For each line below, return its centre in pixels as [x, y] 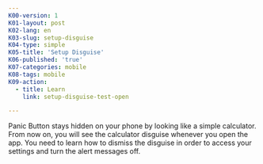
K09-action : [28, 82]
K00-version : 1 [33, 15]
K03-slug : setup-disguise [51, 38]
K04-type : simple [37, 45]
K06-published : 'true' [46, 60]
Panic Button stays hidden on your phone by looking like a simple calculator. [132, 126]
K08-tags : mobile [37, 74]
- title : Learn [40, 89]
